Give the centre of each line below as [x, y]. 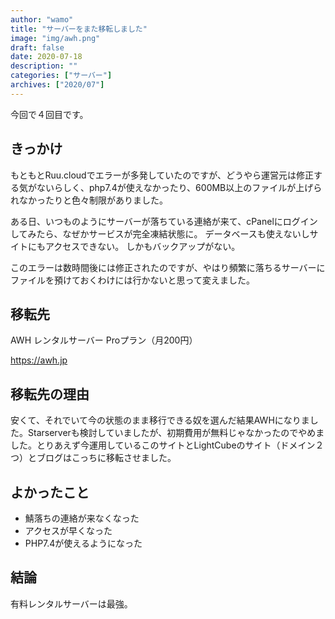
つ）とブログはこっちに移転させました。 [93, 458]
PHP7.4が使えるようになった [83, 543]
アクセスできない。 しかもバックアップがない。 [142, 246]
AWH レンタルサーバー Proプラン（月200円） [104, 340]
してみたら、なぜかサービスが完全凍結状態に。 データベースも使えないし [160, 233]
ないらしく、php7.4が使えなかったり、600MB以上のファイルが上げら [179, 187]
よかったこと [50, 492]
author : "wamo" [42, 19]
